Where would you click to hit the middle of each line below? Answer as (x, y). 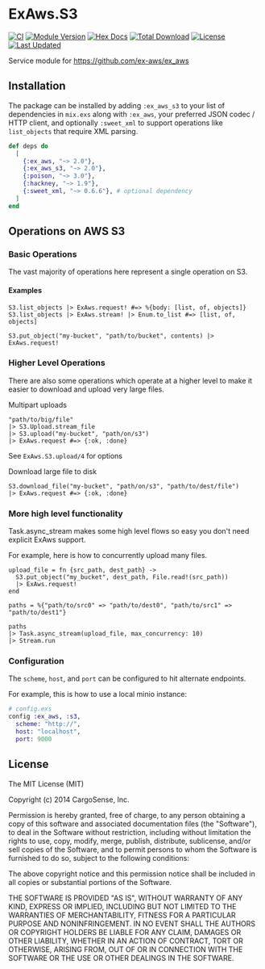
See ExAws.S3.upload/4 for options (66, 455)
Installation (37, 86)
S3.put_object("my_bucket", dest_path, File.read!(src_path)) (122, 577)
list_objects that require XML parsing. (73, 131)
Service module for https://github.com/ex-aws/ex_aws (99, 61)
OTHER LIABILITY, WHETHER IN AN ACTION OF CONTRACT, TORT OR (126, 941)
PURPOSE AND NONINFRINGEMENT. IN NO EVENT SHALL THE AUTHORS (132, 923)
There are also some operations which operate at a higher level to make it (130, 380)
